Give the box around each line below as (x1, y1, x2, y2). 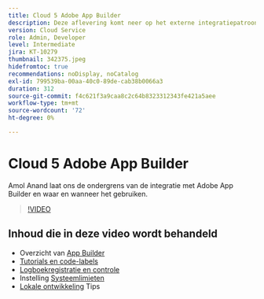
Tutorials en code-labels (19, 257, 98, 266)
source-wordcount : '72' (8, 107, 86, 115)
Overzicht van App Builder (19, 248, 105, 257)
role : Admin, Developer (8, 33, 86, 42)
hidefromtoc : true (8, 63, 68, 71)
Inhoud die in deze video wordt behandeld (8, 227, 218, 241)
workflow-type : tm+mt (8, 99, 79, 107)
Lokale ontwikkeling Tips (19, 281, 101, 291)
